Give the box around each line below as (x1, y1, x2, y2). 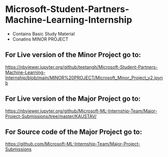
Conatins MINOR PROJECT (12, 36, 69, 42)
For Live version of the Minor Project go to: (5, 51, 141, 59)
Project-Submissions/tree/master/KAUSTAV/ (5, 113, 97, 119)
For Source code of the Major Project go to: (5, 127, 142, 136)
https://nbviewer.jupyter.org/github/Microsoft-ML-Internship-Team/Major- (5, 108, 157, 114)
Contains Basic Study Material (12, 31, 75, 37)
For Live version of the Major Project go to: (5, 94, 141, 103)
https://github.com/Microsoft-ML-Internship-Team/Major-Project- (5, 141, 140, 147)
